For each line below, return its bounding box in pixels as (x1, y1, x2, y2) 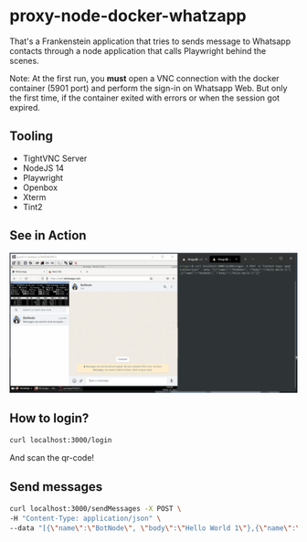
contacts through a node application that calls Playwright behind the (9, 45, 267, 56)
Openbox (22, 182, 58, 193)
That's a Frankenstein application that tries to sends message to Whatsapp (9, 36, 291, 47)
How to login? (9, 410, 90, 426)
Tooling (9, 129, 53, 144)
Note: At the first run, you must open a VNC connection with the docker (9, 72, 281, 83)
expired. (9, 101, 41, 112)
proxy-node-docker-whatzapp (9, 5, 247, 27)
